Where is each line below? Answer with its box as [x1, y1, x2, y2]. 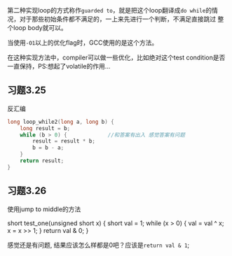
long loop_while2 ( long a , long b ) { [7, 118, 114, 125]
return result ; [20, 157, 64, 164]
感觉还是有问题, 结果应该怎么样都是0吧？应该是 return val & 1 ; [7, 241, 190, 249]
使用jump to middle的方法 [7, 205, 81, 213]
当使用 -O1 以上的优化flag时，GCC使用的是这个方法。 [7, 38, 158, 47]
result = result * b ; [32, 138, 96, 145]
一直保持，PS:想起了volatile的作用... [7, 62, 111, 70]
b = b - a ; [32, 144, 64, 152]
